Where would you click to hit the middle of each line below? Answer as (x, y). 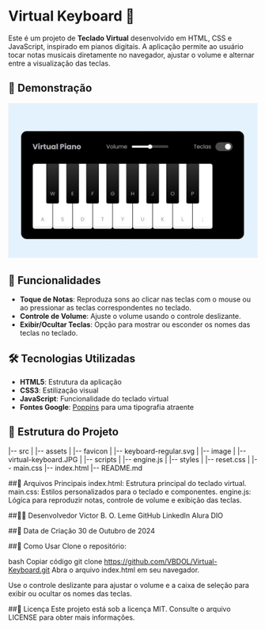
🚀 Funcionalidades (55, 280)
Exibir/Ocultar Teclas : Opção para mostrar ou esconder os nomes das (135, 324)
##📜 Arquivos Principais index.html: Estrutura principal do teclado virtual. (127, 483)
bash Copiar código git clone (55, 561)
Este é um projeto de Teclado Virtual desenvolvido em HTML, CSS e (120, 38)
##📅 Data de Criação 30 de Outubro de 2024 (82, 530)
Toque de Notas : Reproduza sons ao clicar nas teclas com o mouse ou (135, 299)
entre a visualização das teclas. (59, 63)
